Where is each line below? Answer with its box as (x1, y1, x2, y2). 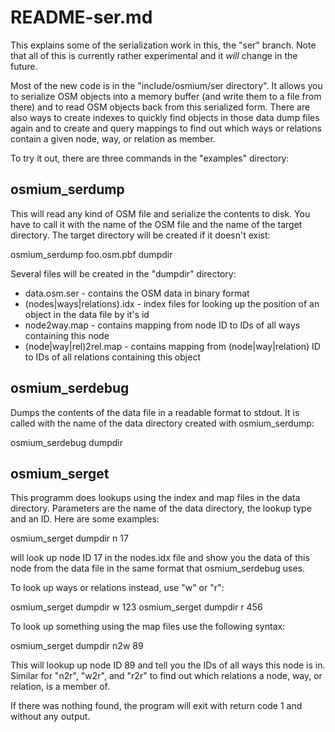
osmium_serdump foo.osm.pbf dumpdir (10, 248, 173, 260)
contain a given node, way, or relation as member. (10, 132, 216, 145)
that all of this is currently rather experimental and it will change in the (10, 49, 298, 61)
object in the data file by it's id (24, 308, 150, 320)
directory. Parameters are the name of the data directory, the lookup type (10, 502, 312, 515)
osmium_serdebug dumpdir (10, 436, 123, 448)
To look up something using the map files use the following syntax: (10, 621, 286, 633)
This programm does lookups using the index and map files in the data (10, 492, 301, 504)
